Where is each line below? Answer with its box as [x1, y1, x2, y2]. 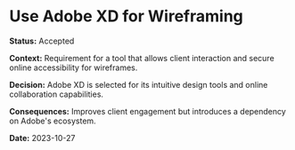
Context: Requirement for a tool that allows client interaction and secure [9, 52, 275, 63]
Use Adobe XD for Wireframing [9, 6, 243, 27]
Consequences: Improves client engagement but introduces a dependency [9, 106, 287, 116]
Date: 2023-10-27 [9, 132, 76, 143]
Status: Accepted [9, 36, 75, 46]
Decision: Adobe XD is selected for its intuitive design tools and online [9, 79, 268, 90]
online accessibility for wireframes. [9, 62, 138, 73]
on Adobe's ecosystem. [9, 115, 96, 126]
